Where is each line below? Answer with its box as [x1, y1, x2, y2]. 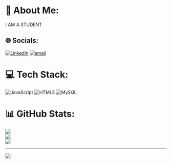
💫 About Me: [5, 5, 59, 16]
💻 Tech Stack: [5, 68, 69, 80]
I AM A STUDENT [5, 21, 42, 28]
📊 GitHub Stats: [5, 108, 75, 120]
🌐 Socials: [5, 36, 39, 45]
